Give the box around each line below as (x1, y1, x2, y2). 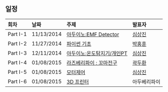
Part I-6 (8, 78, 27, 85)
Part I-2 (8, 40, 27, 47)
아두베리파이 (132, 78, 160, 85)
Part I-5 (8, 68, 27, 75)
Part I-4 (8, 59, 27, 66)
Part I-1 (8, 30, 27, 37)
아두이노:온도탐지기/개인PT (66, 50, 128, 57)
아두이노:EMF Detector (66, 31, 120, 38)
